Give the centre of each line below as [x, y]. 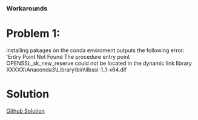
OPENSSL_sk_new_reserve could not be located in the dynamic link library [99, 63]
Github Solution [26, 111]
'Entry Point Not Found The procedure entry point [68, 56]
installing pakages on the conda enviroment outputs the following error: [95, 50]
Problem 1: [33, 34]
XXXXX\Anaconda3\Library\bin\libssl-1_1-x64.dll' [67, 69]
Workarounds [27, 8]
